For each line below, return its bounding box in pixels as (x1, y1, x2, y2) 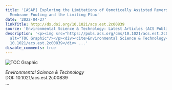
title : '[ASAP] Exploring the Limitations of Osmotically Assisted (5, 7, 153, 13)
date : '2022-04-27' (5, 17, 47, 22)
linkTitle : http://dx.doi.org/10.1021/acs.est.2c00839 (5, 21, 125, 27)
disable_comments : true (5, 45, 56, 50)
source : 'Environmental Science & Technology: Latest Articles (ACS (5, 26, 155, 32)
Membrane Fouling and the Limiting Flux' (10, 12, 100, 17)
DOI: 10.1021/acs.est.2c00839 (5, 74, 68, 80)
